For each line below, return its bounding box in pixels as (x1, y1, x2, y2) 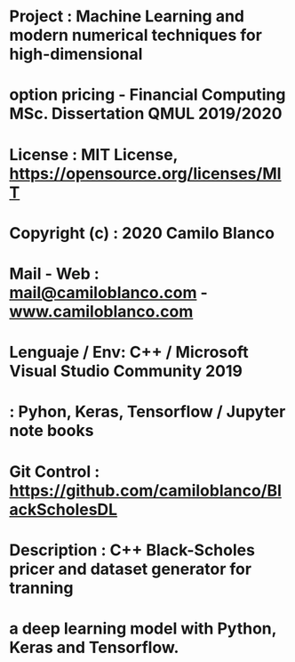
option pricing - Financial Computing (9, 85, 286, 105)
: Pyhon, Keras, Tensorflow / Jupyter (9, 402, 286, 422)
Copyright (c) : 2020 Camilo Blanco (9, 222, 275, 243)
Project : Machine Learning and (9, 6, 244, 27)
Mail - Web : (9, 263, 100, 284)
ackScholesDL (9, 499, 118, 520)
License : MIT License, (9, 144, 179, 165)
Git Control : (9, 461, 100, 481)
